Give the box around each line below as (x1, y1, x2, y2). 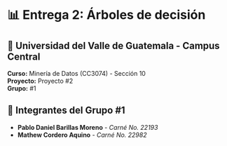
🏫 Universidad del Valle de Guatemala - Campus (7, 39, 220, 51)
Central (7, 51, 41, 62)
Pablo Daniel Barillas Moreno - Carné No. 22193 (17, 123, 158, 131)
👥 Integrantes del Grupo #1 (7, 105, 125, 117)
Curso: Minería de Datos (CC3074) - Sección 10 (7, 69, 146, 77)
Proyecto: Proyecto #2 (7, 77, 74, 85)
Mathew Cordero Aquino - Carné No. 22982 (17, 131, 147, 139)
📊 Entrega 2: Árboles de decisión (7, 7, 206, 23)
